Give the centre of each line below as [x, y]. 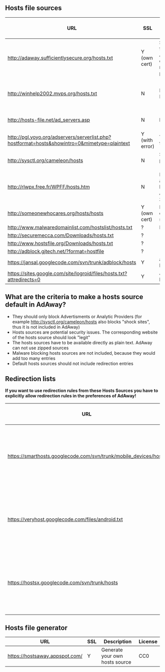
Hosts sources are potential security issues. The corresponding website [85, 332]
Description [118, 642]
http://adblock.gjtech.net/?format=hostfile [56, 251]
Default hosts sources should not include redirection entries [73, 364]
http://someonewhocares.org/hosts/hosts [56, 213]
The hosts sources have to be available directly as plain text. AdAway [82, 342]
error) [148, 146]
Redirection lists [30, 379]
